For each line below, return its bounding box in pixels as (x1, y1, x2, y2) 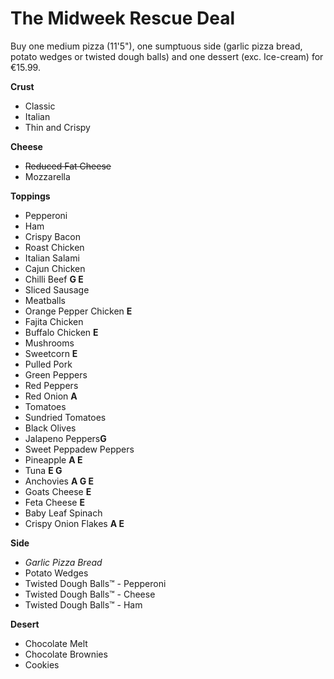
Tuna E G (24, 464, 63, 476)
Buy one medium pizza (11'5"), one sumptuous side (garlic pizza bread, (10, 40, 303, 52)
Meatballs (24, 294, 66, 306)
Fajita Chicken (24, 315, 84, 327)
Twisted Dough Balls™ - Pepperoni (24, 577, 167, 589)
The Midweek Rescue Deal (10, 7, 236, 30)
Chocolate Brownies (24, 648, 108, 660)
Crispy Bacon (24, 230, 82, 242)
